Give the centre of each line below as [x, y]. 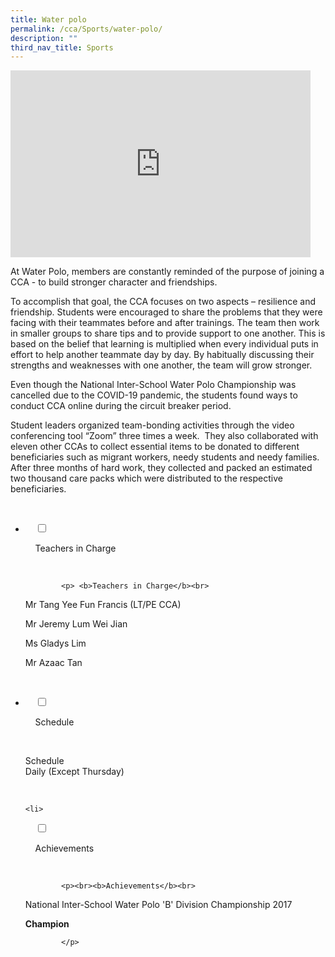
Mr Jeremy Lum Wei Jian [76, 624]
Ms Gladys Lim [55, 643]
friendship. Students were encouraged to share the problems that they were [166, 312]
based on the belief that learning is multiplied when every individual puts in [164, 344]
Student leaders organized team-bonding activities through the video [152, 425]
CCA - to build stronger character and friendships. [114, 282]
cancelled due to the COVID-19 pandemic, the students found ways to [154, 395]
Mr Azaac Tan [53, 663]
